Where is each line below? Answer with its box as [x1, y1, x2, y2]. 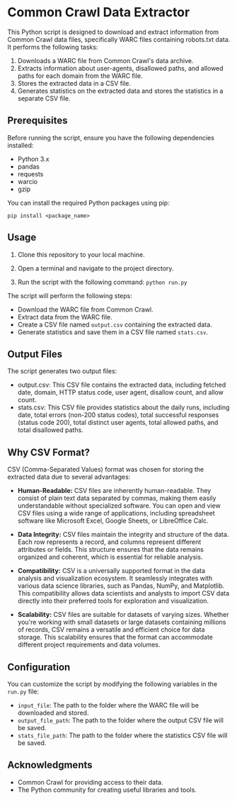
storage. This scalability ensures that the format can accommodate [17, 633, 214, 642]
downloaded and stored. [17, 709, 89, 717]
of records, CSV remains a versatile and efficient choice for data [17, 625, 205, 634]
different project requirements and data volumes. [17, 640, 161, 649]
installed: [7, 141, 34, 149]
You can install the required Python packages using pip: [7, 198, 170, 207]
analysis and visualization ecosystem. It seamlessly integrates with [17, 574, 213, 583]
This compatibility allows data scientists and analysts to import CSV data [17, 589, 230, 598]
